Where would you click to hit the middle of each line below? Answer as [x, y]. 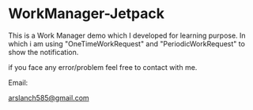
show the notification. [43, 52]
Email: [18, 82]
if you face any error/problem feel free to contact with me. [103, 67]
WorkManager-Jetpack [86, 14]
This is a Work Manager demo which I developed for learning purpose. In [127, 35]
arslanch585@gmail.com [49, 97]
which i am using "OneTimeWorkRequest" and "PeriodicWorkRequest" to [126, 43]
